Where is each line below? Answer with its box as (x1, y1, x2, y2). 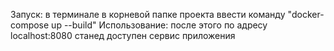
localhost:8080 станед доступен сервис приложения (10, 30, 236, 41)
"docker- (287, 9, 325, 20)
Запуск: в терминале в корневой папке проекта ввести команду (10, 9, 286, 20)
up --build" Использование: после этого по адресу (51, 19, 268, 31)
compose (10, 19, 50, 31)
